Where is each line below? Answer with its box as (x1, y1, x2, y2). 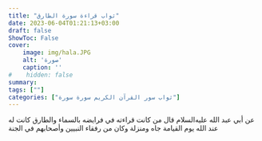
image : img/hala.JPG (22, 49, 91, 57)
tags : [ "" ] (8, 85, 45, 94)
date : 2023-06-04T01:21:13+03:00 (8, 19, 120, 27)
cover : (8, 41, 30, 49)
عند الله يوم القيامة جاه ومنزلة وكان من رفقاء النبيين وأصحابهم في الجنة (8, 123, 219, 133)
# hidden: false (8, 71, 73, 79)
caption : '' (22, 64, 62, 72)
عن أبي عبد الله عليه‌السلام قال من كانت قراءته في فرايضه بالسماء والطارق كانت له (8, 115, 256, 124)
